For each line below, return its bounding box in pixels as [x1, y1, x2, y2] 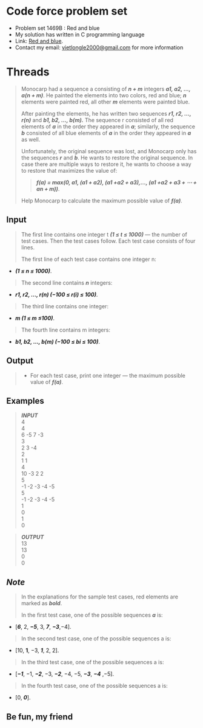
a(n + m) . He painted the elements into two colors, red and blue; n [21, 91, 187, 99]
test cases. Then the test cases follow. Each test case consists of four [21, 237, 196, 244]
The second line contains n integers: [21, 279, 113, 286]
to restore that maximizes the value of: [21, 167, 118, 174]
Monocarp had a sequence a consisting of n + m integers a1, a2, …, [21, 85, 191, 92]
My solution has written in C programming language [15, 30, 145, 38]
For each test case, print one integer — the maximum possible [30, 372, 186, 379]
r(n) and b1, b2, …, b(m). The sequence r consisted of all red [21, 116, 174, 123]
